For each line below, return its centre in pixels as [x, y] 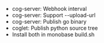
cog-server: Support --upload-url [54, 15]
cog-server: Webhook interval [49, 9]
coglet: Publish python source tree [55, 28]
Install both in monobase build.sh [53, 35]
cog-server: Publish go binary [49, 21]
